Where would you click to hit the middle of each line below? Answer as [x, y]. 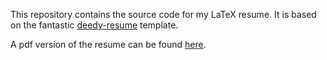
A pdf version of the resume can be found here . [108, 44]
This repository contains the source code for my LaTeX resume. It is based [163, 14]
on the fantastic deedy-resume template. [94, 25]
